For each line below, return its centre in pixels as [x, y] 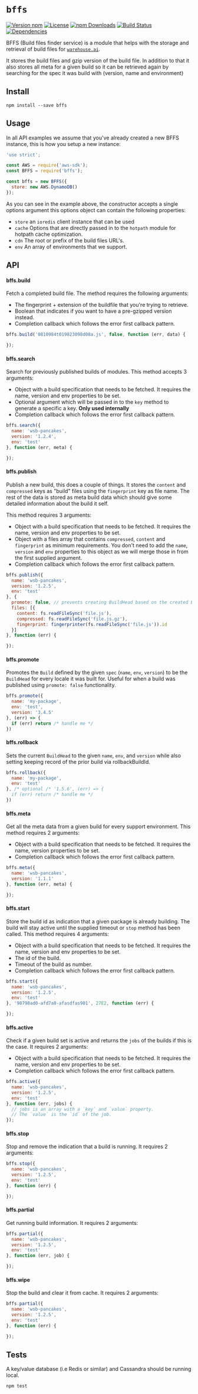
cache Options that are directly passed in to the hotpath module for [95, 228]
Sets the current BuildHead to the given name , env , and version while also [94, 756]
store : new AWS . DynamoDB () [44, 187]
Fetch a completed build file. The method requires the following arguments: [98, 293]
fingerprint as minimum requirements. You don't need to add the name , [101, 545]
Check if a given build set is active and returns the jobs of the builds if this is [99, 1040]
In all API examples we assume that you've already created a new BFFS [93, 138]
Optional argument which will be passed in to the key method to [92, 402]
